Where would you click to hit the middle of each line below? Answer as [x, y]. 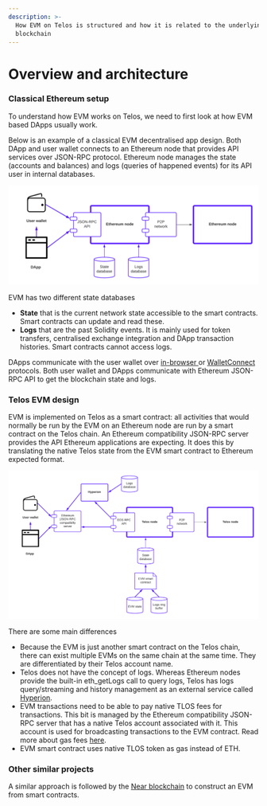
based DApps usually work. [53, 124]
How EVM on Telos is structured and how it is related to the [120, 25]
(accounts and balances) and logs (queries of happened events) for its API [130, 165]
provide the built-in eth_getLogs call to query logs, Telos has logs [127, 680]
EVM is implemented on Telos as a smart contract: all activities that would [129, 417]
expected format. [37, 459]
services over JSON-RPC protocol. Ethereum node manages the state [122, 157]
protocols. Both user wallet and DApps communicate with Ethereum [119, 370]
